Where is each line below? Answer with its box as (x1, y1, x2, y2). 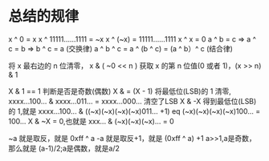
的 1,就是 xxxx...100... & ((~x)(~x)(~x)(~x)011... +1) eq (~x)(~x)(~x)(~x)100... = (8, 106, 261, 116)
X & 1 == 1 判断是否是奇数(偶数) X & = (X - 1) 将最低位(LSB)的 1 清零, (8, 86, 231, 96)
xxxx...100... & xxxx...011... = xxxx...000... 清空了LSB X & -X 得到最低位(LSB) (8, 96, 257, 106)
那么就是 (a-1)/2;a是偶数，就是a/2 (8, 143, 120, 153)
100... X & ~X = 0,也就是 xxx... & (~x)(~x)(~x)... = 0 (8, 116, 174, 126)
